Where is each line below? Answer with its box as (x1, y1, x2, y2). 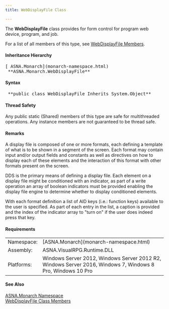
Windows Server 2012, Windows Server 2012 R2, (42, 255, 161, 262)
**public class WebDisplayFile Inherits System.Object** (8, 91, 151, 97)
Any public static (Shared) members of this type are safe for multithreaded (5, 113, 159, 119)
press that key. (5, 215, 36, 221)
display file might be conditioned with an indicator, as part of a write (5, 178, 146, 184)
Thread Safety (5, 102, 36, 108)
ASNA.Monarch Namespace (5, 292, 64, 298)
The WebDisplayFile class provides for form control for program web (5, 26, 149, 32)
